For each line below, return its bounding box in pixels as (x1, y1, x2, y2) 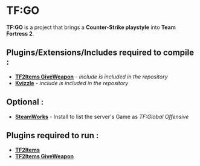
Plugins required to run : (6, 130, 99, 141)
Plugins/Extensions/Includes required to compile (6, 48, 195, 58)
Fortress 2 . (6, 30, 34, 37)
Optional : (6, 97, 44, 107)
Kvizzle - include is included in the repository (15, 79, 129, 86)
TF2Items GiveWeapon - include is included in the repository (15, 73, 168, 80)
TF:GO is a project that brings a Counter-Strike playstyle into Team (6, 24, 176, 31)
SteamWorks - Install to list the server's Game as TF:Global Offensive (15, 113, 189, 120)
